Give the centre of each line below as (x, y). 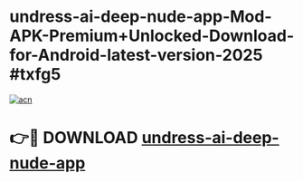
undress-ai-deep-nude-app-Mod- (141, 17)
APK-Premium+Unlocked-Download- (152, 36)
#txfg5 (35, 75)
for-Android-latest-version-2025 (136, 55)
